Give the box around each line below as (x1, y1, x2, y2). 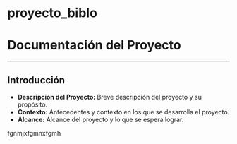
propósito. (17, 100, 48, 109)
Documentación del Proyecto (7, 37, 181, 54)
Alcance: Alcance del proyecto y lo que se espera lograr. (17, 115, 184, 124)
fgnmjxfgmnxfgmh (7, 128, 61, 137)
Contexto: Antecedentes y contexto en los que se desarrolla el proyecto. (17, 107, 230, 116)
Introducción (7, 74, 66, 86)
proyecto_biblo (7, 5, 97, 21)
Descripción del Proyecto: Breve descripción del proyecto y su (17, 92, 202, 101)
